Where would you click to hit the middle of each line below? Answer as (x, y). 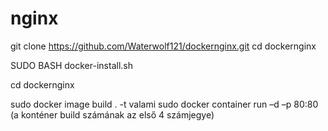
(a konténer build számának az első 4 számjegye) (112, 114)
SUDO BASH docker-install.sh (71, 65)
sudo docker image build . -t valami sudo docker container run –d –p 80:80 (164, 104)
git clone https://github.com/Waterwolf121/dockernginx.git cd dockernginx (163, 46)
